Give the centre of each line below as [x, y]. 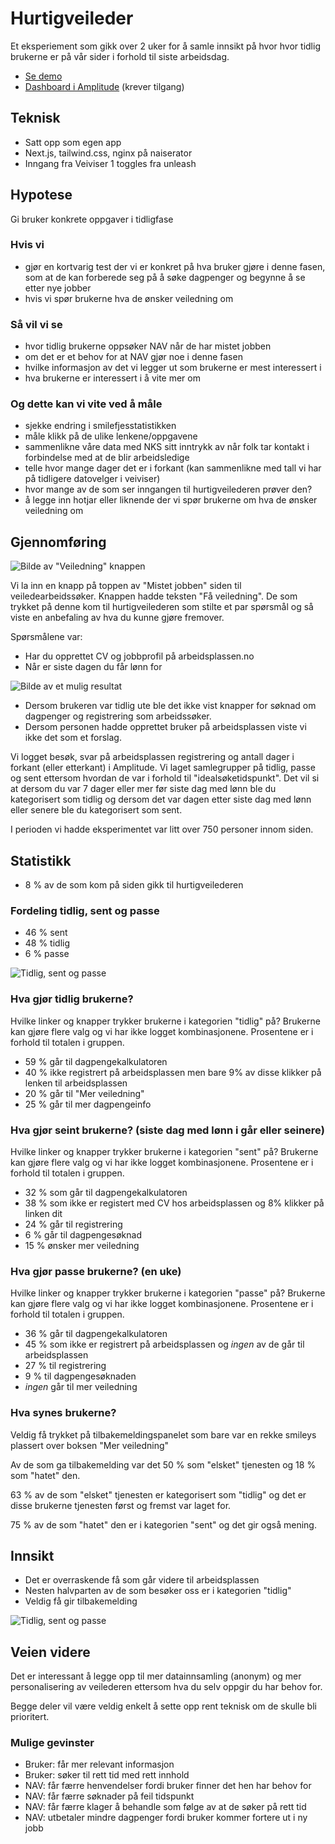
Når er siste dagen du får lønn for [93, 667]
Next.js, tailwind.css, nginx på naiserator [108, 153]
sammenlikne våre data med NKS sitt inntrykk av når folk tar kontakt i [167, 447]
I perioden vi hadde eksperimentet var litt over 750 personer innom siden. [162, 829]
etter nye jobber [58, 288]
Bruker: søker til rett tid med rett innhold [107, 1775]
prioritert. [30, 1717]
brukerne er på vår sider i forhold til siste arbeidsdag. [120, 56]
